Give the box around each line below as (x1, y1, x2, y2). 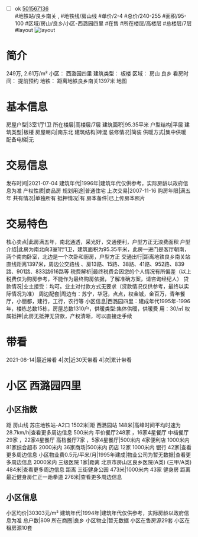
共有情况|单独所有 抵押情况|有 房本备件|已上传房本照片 (12, 194, 145, 201)
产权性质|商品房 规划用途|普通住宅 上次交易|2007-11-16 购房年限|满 (22, 187, 186, 194)
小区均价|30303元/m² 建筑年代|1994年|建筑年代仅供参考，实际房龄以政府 (6, 509, 184, 516)
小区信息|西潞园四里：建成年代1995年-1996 (85, 297, 191, 304)
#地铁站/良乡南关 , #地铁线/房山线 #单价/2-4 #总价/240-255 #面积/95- (14, 12, 187, 20)
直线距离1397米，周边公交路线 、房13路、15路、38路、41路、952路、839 (6, 260, 185, 268)
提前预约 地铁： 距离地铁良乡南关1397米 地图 (17, 77, 127, 84)
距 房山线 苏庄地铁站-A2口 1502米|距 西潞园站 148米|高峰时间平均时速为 (6, 421, 181, 428)
